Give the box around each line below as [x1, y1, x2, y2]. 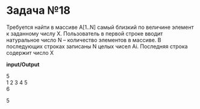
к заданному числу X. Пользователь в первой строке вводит [6, 30, 163, 37]
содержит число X [6, 49, 54, 56]
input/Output [6, 61, 40, 68]
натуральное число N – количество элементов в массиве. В [6, 36, 161, 43]
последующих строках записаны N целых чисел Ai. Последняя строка [6, 43, 188, 50]
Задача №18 [6, 4, 70, 17]
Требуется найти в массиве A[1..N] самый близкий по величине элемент [6, 23, 194, 31]
